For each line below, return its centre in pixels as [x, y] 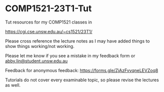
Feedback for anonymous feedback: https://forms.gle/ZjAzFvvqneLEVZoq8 [82, 70]
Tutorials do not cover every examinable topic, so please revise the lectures [82, 80]
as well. [13, 85]
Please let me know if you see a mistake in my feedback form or [70, 56]
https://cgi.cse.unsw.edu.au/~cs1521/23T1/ [49, 31]
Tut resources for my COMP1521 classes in [49, 22]
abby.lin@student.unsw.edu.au [37, 61]
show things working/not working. [40, 46]
